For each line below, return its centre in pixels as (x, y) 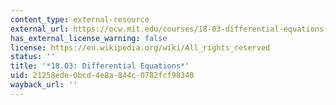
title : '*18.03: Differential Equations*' (100, 66)
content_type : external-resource (80, 19)
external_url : (40, 29)
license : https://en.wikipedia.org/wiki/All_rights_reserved (140, 47)
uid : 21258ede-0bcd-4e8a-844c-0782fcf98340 (102, 76)
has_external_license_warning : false (89, 38)
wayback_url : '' (44, 85)
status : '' (33, 57)
